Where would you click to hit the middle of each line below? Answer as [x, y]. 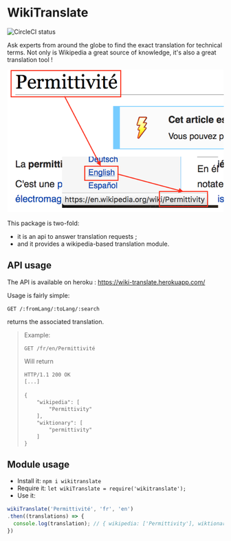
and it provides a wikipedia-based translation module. [93, 244]
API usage [29, 265]
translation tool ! [30, 59]
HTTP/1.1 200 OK [47, 374]
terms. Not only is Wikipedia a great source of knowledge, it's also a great [112, 52]
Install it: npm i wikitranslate [59, 481]
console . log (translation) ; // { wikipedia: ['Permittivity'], [104, 524]
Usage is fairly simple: [38, 295]
